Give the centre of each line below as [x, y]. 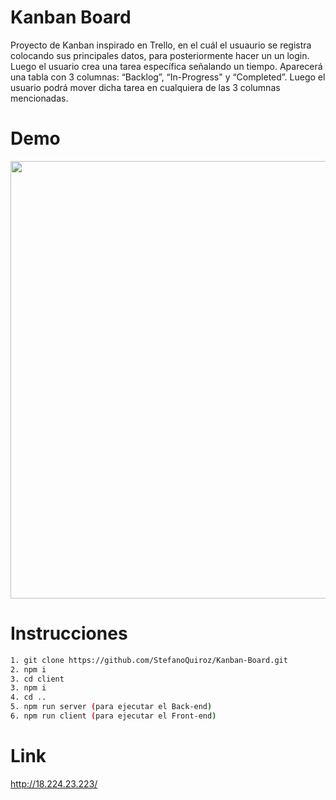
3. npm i [28, 688]
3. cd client [37, 679]
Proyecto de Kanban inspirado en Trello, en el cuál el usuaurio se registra [161, 45]
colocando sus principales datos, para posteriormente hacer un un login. [160, 55]
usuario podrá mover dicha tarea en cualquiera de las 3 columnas [145, 87]
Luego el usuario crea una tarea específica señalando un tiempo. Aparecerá [166, 66]
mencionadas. [39, 98]
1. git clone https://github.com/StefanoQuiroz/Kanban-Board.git [149, 660]
